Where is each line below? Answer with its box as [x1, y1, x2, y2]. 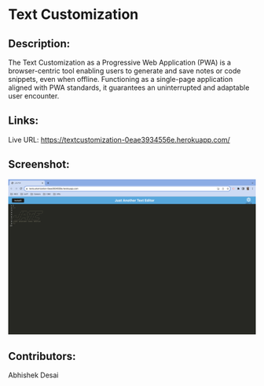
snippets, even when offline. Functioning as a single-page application [8, 75, 233, 84]
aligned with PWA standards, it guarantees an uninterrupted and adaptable [8, 83, 250, 92]
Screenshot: [8, 158, 70, 171]
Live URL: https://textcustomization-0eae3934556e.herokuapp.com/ [8, 135, 230, 144]
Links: [8, 114, 39, 128]
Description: [8, 37, 71, 50]
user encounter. [8, 91, 60, 100]
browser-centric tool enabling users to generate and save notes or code [8, 66, 241, 76]
